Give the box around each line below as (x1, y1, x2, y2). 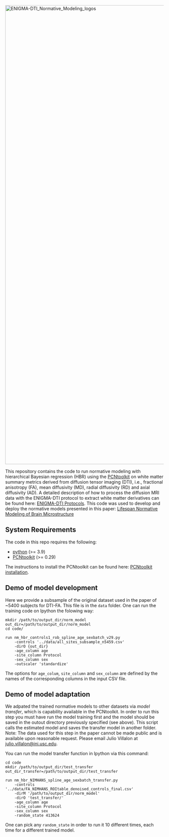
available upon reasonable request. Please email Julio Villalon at (5, 735, 138, 741)
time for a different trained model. (5, 827, 75, 833)
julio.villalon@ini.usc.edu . (5, 741, 58, 747)
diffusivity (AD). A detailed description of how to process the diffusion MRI (5, 490, 159, 496)
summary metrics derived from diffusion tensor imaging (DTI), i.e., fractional (5, 479, 163, 485)
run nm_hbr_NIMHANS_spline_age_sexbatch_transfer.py (5, 778, 118, 783)
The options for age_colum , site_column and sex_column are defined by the (5, 670, 158, 676)
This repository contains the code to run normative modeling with (5, 469, 141, 474)
